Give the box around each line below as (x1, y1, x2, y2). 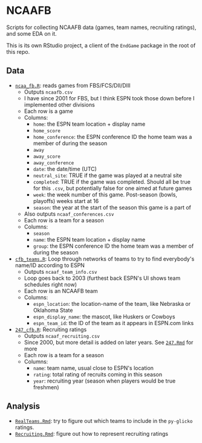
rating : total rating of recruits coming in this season (33, 370, 162, 378)
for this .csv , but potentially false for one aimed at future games (33, 184, 192, 192)
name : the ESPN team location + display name (33, 236, 146, 243)
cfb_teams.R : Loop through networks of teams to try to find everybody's (15, 255, 195, 262)
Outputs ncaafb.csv (24, 88, 73, 95)
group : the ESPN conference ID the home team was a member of (33, 242, 194, 250)
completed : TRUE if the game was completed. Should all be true (33, 178, 191, 185)
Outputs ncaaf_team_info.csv (24, 268, 97, 275)
